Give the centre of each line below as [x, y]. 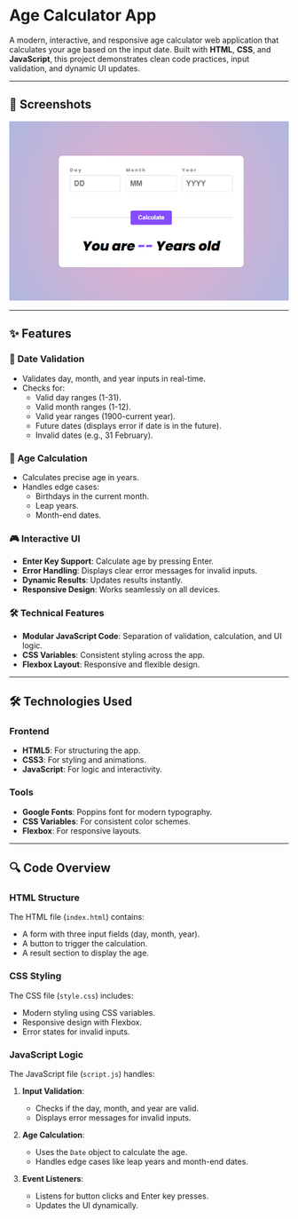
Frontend [29, 731]
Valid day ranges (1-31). [78, 397]
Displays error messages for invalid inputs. [113, 1117]
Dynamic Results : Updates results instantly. [102, 580]
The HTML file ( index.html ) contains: [77, 917]
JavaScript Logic [47, 1055]
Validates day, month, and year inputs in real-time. [114, 378]
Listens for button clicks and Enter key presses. [122, 1196]
